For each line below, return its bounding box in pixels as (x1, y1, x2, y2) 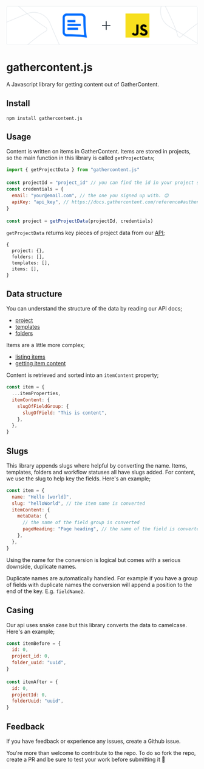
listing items (15, 353, 46, 360)
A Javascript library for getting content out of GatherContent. (6, 80, 160, 88)
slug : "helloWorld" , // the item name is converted (12, 500, 146, 507)
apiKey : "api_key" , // (12, 198, 69, 205)
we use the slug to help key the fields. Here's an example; (6, 475, 151, 482)
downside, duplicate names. (6, 563, 77, 570)
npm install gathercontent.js (6, 115, 83, 121)
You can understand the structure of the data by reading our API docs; (6, 305, 183, 312)
